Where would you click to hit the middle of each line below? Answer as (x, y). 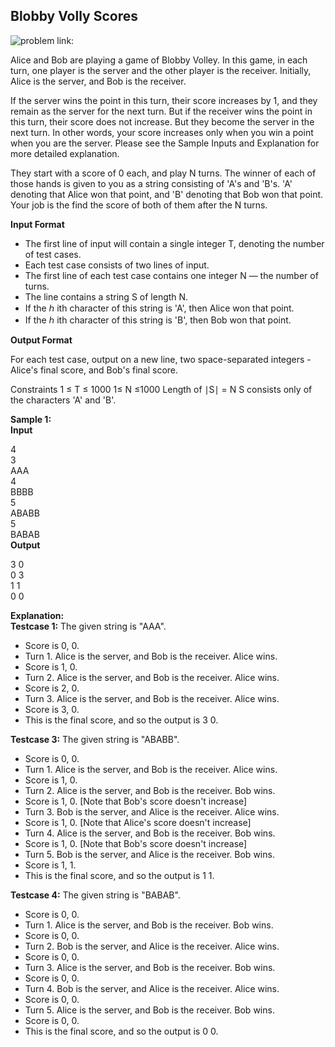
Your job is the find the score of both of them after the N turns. (139, 205)
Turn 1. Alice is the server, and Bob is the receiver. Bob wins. (149, 925)
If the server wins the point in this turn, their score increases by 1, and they (164, 100)
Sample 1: (31, 419)
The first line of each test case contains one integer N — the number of (171, 275)
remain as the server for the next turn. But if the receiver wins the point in (161, 111)
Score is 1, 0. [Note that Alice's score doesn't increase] (138, 822)
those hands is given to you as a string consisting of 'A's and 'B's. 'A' (151, 183)
